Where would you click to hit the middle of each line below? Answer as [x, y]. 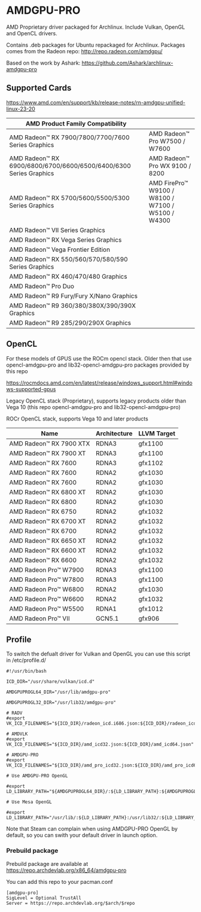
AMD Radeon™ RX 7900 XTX [50, 443]
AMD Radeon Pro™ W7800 [47, 579]
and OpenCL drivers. [32, 33]
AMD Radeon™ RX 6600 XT [48, 550]
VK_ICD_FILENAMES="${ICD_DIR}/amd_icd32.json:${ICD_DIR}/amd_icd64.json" [100, 745]
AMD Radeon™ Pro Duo [42, 286]
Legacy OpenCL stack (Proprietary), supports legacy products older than [96, 401]
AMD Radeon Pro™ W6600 [47, 599]
